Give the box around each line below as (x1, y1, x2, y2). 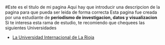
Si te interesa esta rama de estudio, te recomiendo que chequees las (5, 20, 145, 25)
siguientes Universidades (5, 25, 57, 31)
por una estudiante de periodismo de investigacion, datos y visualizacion (5, 15, 157, 20)
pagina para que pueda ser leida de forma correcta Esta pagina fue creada (5, 9, 157, 15)
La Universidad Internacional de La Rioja (12, 34, 95, 40)
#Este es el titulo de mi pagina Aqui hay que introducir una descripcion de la (5, 4, 161, 10)
